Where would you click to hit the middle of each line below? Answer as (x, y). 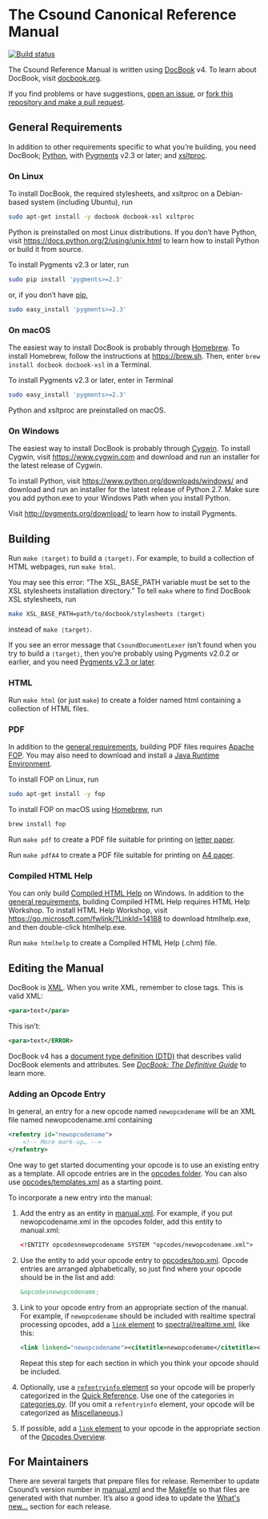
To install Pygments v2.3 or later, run (69, 264)
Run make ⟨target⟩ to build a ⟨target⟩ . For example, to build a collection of (131, 558)
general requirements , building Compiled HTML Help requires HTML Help (129, 902)
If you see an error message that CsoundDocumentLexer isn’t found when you (132, 644)
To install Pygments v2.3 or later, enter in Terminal (91, 380)
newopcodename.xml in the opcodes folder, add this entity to (121, 1221)
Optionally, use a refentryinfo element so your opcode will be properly (138, 1387)
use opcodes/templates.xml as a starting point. (86, 1182)
